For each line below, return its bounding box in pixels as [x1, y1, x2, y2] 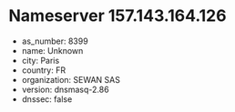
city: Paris [21, 55, 60, 66]
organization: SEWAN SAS [21, 74, 120, 85]
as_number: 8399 [21, 36, 88, 46]
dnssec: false [21, 93, 73, 105]
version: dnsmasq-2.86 [21, 84, 110, 95]
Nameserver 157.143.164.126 [8, 5, 227, 26]
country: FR [21, 65, 66, 76]
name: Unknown [21, 45, 84, 56]
